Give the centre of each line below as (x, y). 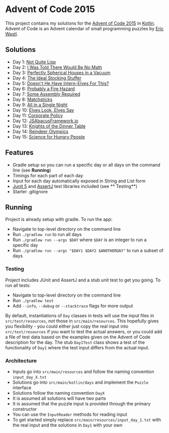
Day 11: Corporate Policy (38, 115)
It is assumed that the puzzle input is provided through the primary (81, 403)
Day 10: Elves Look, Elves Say (43, 110)
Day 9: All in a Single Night (40, 105)
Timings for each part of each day (48, 175)
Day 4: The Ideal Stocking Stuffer (47, 78)
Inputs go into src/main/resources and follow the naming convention (83, 372)
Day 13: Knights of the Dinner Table (49, 126)
